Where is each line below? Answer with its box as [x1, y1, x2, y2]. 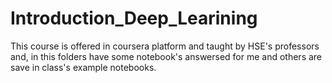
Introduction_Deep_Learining [10, 7, 258, 30]
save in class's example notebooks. [10, 61, 157, 73]
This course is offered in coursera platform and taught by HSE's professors [10, 40, 320, 52]
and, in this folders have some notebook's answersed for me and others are [10, 50, 323, 62]
